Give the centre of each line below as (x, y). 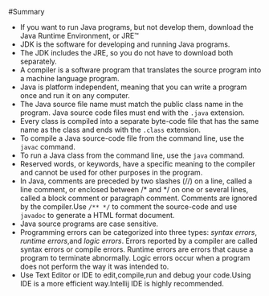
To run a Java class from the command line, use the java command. (132, 155)
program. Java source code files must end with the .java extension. (132, 113)
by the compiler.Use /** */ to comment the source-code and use (128, 207)
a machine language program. (69, 78)
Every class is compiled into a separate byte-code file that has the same (139, 121)
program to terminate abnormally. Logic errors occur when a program (135, 258)
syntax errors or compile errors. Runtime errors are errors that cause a (137, 249)
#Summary (26, 12)
